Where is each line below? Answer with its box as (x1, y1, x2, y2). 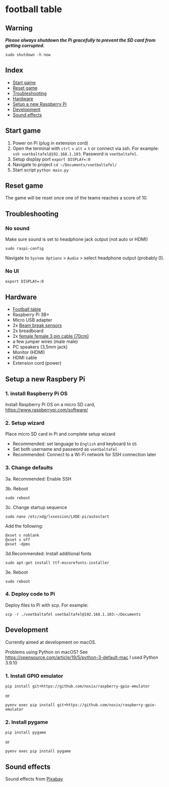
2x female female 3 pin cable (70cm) (12, 333, 89, 339)
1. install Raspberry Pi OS (5, 390, 68, 397)
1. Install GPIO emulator (5, 672, 64, 679)
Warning (5, 24, 33, 32)
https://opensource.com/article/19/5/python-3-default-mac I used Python (5, 654, 158, 660)
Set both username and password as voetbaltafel (12, 446, 118, 452)
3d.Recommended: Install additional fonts (5, 550, 92, 557)
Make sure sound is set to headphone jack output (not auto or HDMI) (5, 237, 148, 243)
